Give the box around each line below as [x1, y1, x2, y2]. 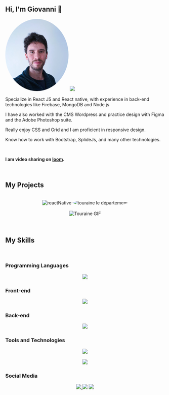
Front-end [5, 287, 31, 294]
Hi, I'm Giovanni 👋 [5, 5, 62, 14]
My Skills [5, 236, 35, 245]
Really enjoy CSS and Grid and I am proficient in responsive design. [5, 127, 146, 133]
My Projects [5, 181, 44, 190]
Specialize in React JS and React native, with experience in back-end [5, 96, 150, 102]
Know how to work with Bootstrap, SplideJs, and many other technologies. [5, 136, 161, 142]
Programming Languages [5, 262, 69, 269]
